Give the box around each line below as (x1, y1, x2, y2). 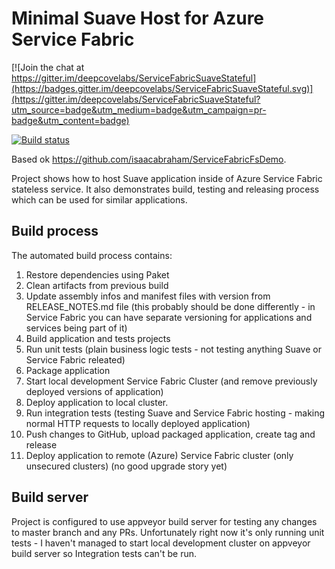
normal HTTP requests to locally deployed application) (25, 417, 251, 429)
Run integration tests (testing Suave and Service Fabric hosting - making (25, 407, 326, 419)
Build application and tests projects (25, 332, 171, 344)
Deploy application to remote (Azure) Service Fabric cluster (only (25, 449, 294, 461)
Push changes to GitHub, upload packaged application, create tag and (25, 428, 316, 440)
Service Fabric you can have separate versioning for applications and (25, 311, 313, 323)
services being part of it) (25, 322, 128, 334)
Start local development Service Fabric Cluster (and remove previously (25, 375, 318, 387)
